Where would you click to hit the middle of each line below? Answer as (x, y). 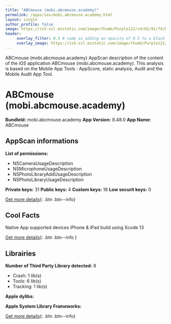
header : (13, 34)
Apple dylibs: (20, 296)
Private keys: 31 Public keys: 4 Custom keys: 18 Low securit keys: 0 (78, 189)
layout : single (21, 19)
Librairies (21, 253)
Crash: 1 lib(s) (27, 276)
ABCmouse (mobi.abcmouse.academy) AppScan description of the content (84, 58)
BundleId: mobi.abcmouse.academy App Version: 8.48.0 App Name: (78, 119)
